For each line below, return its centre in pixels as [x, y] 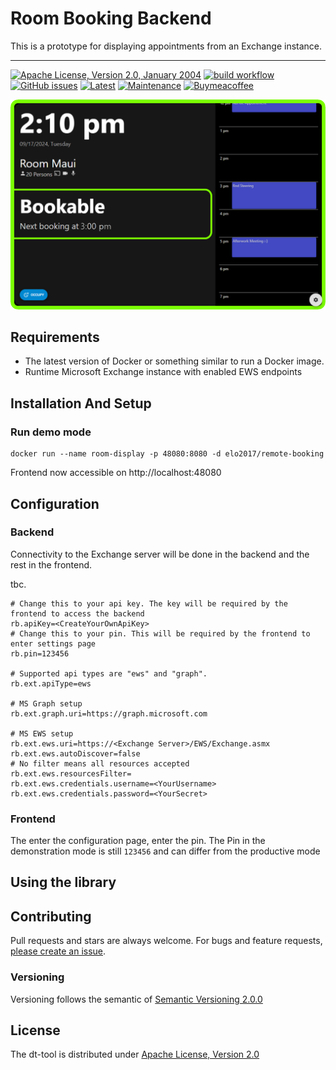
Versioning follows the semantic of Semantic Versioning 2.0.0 [136, 999]
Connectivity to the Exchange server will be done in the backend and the [160, 554]
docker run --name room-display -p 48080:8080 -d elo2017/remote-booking [167, 454]
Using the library [63, 882]
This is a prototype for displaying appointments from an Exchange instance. [166, 46]
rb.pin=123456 [40, 653]
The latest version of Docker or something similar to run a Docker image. [174, 361]
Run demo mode [51, 432]
